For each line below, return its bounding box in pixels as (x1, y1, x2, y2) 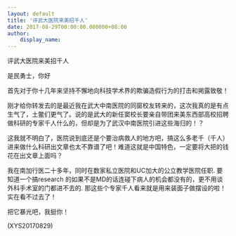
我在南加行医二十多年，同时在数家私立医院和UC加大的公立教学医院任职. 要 (7, 166, 223, 175)
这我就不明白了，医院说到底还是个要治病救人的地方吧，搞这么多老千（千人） (7, 134, 229, 143)
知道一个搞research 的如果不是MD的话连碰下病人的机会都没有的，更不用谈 (7, 175, 223, 183)
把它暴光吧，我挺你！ (7, 208, 69, 216)
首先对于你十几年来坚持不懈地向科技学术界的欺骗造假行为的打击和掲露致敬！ (7, 86, 229, 95)
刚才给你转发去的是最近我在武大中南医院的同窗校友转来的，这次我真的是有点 (7, 101, 229, 110)
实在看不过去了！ (7, 192, 57, 201)
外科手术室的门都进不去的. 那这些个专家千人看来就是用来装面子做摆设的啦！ (7, 184, 226, 192)
